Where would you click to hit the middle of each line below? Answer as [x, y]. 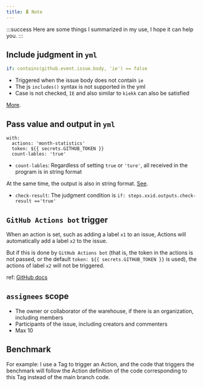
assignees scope [38, 296]
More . [14, 105]
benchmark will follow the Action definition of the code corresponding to [97, 371]
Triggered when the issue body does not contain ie [79, 80]
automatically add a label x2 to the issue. [57, 241]
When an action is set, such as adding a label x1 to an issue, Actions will [96, 234]
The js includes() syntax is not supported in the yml [80, 87]
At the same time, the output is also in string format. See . [77, 183]
